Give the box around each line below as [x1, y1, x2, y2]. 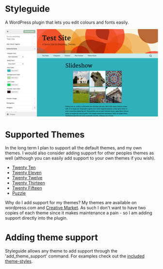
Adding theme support [5, 232, 98, 243]
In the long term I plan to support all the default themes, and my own [5, 145, 142, 151]
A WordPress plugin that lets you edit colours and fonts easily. [5, 19, 129, 25]
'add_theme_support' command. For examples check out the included [5, 253, 145, 259]
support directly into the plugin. [5, 215, 68, 221]
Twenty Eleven [12, 170, 42, 176]
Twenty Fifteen [12, 185, 42, 191]
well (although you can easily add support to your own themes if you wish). [5, 155, 155, 161]
